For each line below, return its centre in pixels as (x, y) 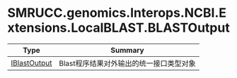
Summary (127, 50)
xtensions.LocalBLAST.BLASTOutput (118, 28)
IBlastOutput (31, 63)
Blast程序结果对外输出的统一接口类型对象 (127, 63)
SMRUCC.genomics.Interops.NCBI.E (117, 13)
